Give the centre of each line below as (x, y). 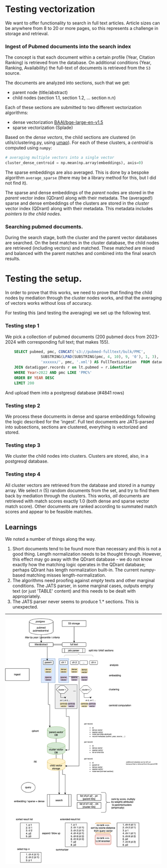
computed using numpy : (29, 148)
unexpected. (25, 607)
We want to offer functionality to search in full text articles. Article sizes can (83, 23)
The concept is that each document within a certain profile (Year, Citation (80, 57)
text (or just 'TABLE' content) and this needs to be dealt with (74, 591)
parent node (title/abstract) (40, 93)
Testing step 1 (22, 326)
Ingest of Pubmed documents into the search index (68, 46)
